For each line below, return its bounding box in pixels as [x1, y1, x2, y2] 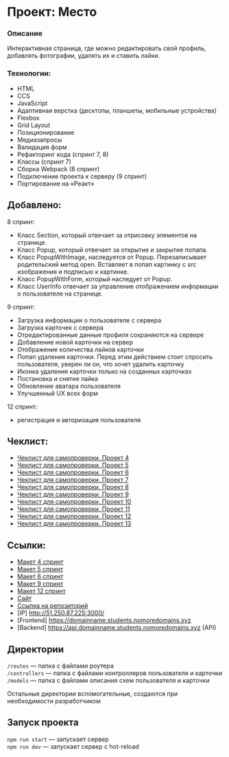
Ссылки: [7, 539, 46, 551]
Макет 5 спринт [16, 565, 64, 573]
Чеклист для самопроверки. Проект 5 [16, 461, 129, 470]
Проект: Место [7, 4, 97, 20]
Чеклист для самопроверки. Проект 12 [16, 512, 132, 520]
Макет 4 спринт [16, 558, 64, 566]
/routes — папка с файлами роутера [7, 661, 114, 670]
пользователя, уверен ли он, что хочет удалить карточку [16, 360, 184, 368]
